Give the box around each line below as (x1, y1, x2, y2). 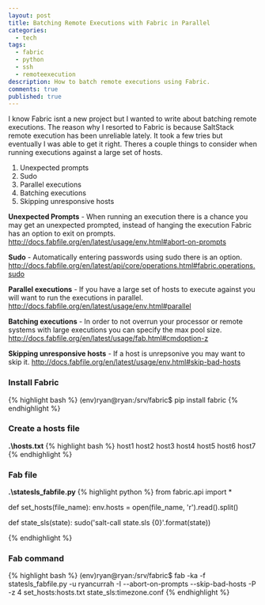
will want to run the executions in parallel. (8, 293, 144, 303)
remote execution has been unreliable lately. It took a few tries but (8, 131, 223, 141)
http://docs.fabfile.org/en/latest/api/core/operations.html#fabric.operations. (8, 261, 256, 270)
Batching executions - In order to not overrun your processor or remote (8, 317, 244, 327)
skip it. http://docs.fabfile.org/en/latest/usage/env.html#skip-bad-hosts (8, 357, 241, 367)
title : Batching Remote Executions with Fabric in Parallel (8, 19, 211, 27)
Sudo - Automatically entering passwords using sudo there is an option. (8, 252, 243, 262)
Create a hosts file (8, 423, 81, 434)
